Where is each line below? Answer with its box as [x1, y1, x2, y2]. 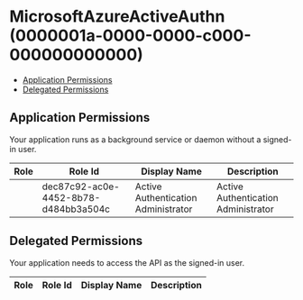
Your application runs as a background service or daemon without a [9, 133, 262, 145]
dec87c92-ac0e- [41, 180, 120, 193]
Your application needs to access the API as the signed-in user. [9, 257, 245, 268]
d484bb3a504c [41, 203, 111, 215]
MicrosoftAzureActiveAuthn [9, 6, 225, 27]
